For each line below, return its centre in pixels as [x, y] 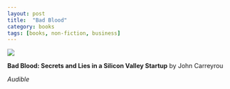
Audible [18, 79]
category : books [31, 26]
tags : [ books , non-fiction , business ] [64, 33]
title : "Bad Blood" [38, 20]
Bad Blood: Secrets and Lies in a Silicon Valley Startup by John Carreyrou [115, 66]
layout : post [26, 14]
